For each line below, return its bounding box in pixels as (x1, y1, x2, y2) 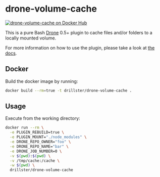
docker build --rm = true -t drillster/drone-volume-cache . (5, 88, 132, 93)
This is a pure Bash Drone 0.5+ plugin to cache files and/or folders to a (5, 29, 152, 35)
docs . (5, 50, 17, 56)
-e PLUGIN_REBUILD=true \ (10, 130, 65, 135)
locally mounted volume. (5, 35, 57, 41)
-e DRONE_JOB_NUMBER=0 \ (10, 149, 62, 154)
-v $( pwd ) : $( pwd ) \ (10, 153, 51, 158)
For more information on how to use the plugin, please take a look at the (5, 45, 155, 51)
